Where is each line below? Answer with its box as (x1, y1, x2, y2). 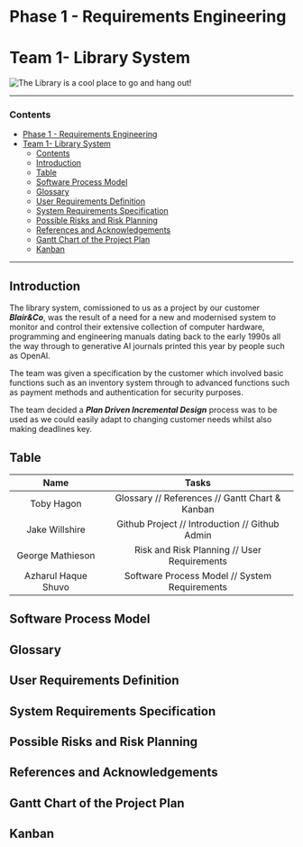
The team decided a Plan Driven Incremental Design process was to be (9, 404, 278, 416)
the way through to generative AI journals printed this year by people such (9, 341, 286, 352)
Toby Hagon (30, 498, 82, 511)
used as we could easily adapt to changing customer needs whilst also (9, 414, 272, 425)
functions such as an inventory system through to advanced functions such (9, 377, 290, 389)
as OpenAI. (9, 350, 51, 362)
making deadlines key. (9, 424, 93, 435)
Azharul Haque (23, 570, 88, 583)
